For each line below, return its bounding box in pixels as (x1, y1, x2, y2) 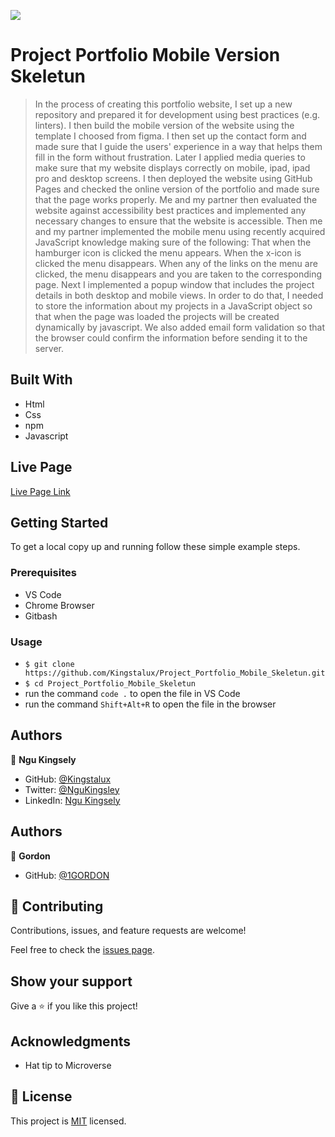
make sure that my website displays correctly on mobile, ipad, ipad (34, 161, 311, 174)
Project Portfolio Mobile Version (10, 44, 281, 67)
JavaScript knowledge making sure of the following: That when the (34, 236, 312, 248)
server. (34, 342, 65, 354)
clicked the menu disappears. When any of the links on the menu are (34, 257, 318, 269)
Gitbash (24, 610, 58, 622)
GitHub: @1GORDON (24, 869, 110, 881)
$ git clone (24, 659, 75, 669)
